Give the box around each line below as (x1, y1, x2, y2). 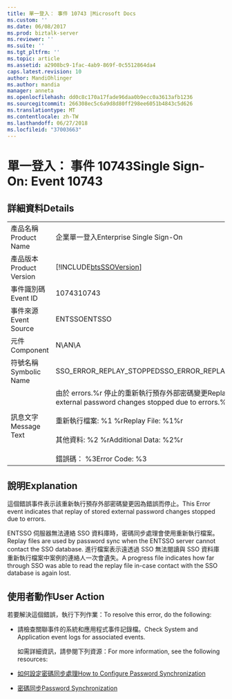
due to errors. (7, 515, 46, 523)
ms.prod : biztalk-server (7, 29, 79, 37)
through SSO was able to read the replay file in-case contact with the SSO (7, 562, 218, 570)
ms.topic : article (7, 55, 60, 62)
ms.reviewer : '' (7, 36, 54, 43)
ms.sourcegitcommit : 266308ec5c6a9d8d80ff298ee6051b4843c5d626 (7, 100, 193, 107)
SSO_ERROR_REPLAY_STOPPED (55, 366, 160, 376)
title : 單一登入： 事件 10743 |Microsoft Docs (7, 10, 137, 17)
